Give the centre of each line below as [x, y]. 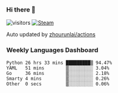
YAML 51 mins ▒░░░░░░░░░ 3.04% [58, 68]
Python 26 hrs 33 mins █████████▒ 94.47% [59, 63]
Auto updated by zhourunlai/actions [51, 34]
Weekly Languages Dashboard [52, 50]
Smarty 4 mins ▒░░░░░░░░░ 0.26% [58, 79]
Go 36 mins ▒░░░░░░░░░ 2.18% [58, 73]
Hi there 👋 [21, 10]
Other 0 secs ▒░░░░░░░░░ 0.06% [58, 84]
